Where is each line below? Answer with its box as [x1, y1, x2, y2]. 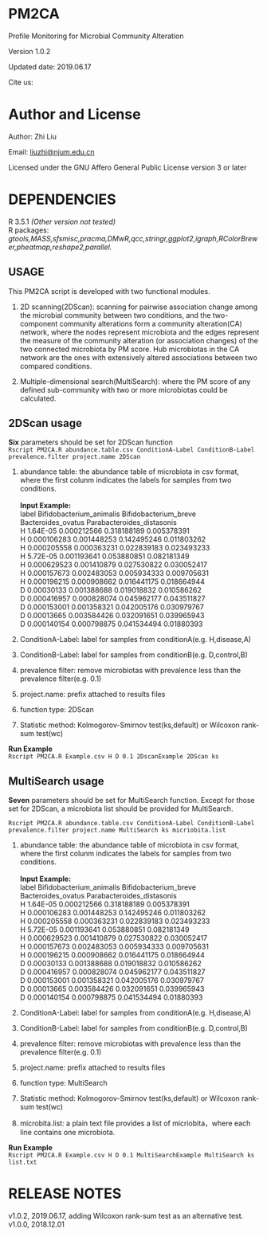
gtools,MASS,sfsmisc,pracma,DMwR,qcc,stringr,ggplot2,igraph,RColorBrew [8, 233, 258, 243]
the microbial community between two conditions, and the [19, 310, 211, 319]
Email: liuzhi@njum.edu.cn [8, 147, 95, 156]
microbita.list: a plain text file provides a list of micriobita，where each [19, 1118, 251, 1128]
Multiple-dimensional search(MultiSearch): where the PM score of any [19, 376, 251, 386]
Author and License [8, 105, 141, 123]
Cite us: [8, 77, 33, 87]
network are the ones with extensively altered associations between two [19, 352, 257, 362]
